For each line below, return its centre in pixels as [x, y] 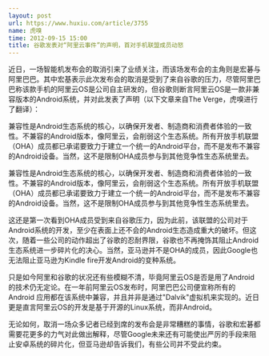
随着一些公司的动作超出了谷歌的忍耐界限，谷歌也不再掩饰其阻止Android [140, 240]
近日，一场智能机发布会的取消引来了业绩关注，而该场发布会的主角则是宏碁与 [134, 70]
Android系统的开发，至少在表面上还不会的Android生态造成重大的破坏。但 [129, 230]
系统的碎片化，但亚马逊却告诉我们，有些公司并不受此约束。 [127, 344]
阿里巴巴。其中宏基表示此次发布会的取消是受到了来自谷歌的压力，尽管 [124, 79]
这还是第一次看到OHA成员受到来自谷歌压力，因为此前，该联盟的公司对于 [128, 220]
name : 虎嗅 [25, 30]
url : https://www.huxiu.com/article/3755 [78, 23]
